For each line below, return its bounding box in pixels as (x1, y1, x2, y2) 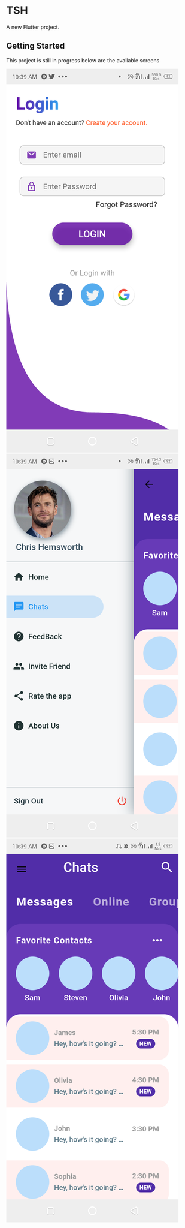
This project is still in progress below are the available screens (6, 56, 160, 64)
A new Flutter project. (6, 23, 60, 31)
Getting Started (6, 41, 65, 51)
